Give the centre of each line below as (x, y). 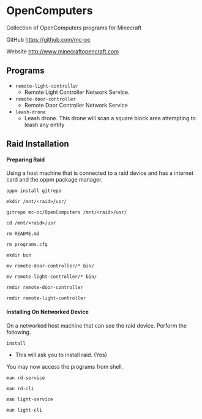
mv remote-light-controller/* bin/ (52, 277)
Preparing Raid (26, 160)
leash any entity (44, 125)
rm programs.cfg (27, 245)
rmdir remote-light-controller (46, 298)
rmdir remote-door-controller (45, 288)
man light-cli (24, 410)
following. (19, 332)
